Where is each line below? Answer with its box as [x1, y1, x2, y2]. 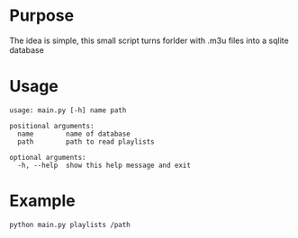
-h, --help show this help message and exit [17, 161, 192, 170]
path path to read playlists [17, 137, 155, 146]
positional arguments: [9, 121, 95, 130]
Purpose [9, 5, 75, 26]
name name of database [17, 129, 131, 138]
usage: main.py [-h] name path [9, 105, 127, 115]
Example [9, 190, 76, 211]
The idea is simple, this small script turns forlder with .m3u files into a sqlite [9, 35, 290, 46]
